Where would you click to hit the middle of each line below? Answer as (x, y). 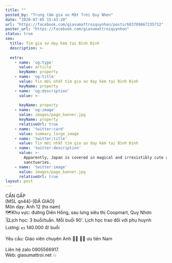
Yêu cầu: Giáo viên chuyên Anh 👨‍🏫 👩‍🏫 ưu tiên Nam (59, 239)
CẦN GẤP (15, 196)
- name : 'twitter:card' (40, 129)
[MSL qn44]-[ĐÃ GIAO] (30, 201)
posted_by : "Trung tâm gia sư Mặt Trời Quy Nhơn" (59, 15)
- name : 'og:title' (35, 77)
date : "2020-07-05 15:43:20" (36, 19)
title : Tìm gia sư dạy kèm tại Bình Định (55, 43)
